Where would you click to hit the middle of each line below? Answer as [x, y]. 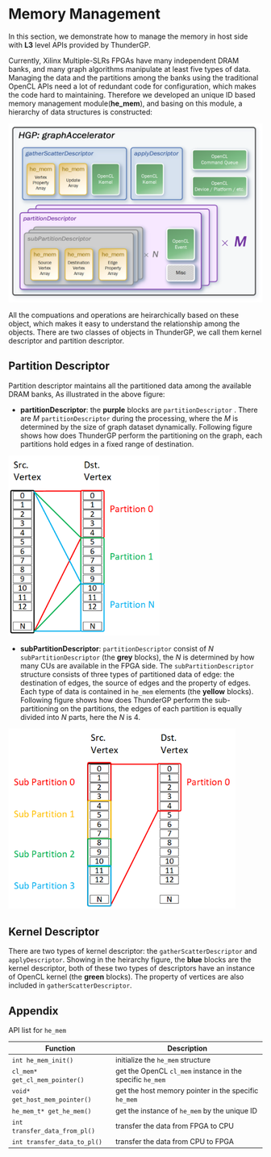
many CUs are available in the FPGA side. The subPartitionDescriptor [137, 666]
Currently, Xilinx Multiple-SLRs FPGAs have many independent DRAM [124, 60]
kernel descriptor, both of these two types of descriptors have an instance [132, 968]
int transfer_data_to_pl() [57, 1142]
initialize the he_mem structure [163, 1059]
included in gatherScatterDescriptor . [70, 985]
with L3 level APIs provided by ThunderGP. [79, 44]
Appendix [33, 1011]
